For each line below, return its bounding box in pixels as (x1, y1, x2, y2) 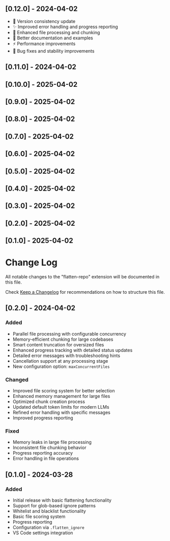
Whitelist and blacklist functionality (12, 508, 87, 514)
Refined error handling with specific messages (12, 409, 110, 416)
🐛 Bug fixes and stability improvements (12, 48, 95, 54)
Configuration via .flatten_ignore (12, 524, 85, 531)
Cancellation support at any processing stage (12, 358, 108, 364)
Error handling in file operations (12, 455, 79, 462)
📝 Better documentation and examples (12, 35, 93, 41)
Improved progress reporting (12, 415, 73, 421)
